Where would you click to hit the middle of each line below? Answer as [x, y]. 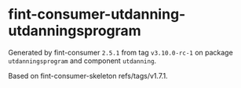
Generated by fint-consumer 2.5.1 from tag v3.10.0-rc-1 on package [120, 52]
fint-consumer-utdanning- [97, 14]
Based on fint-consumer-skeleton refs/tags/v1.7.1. [88, 76]
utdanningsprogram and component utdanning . [82, 61]
